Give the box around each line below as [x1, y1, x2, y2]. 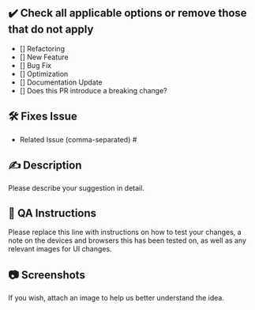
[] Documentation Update [19, 77, 103, 87]
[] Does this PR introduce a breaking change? [19, 85, 167, 95]
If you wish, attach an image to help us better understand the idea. [8, 293, 225, 303]
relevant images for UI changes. [8, 244, 112, 254]
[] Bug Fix [19, 60, 52, 70]
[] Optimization [19, 69, 69, 78]
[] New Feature [19, 52, 69, 62]
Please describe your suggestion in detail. [8, 183, 144, 193]
